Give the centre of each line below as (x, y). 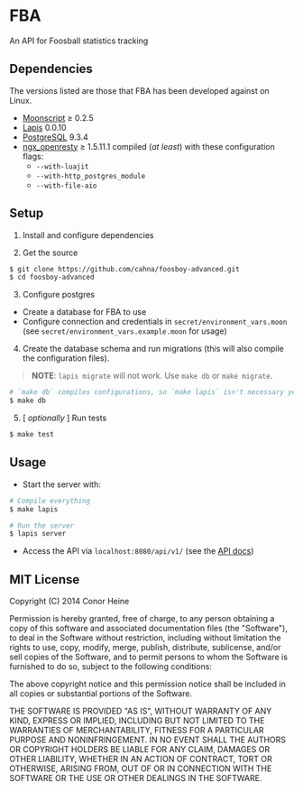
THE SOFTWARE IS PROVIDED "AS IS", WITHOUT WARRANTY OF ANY (141, 711)
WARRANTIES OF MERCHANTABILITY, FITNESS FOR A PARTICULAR (137, 731)
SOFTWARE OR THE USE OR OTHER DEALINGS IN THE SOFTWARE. (136, 778)
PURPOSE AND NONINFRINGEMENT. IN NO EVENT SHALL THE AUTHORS (148, 740)
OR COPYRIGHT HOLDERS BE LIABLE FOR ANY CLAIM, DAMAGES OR (140, 750)
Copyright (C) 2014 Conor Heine (69, 602)
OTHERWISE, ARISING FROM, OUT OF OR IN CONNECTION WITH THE (141, 768)
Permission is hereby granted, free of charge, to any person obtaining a (142, 619)
